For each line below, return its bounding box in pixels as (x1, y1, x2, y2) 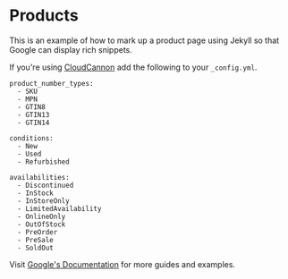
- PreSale (17, 235, 54, 244)
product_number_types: (9, 79, 94, 88)
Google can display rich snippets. (9, 44, 132, 55)
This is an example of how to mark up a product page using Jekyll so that (9, 35, 280, 46)
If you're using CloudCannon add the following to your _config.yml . (9, 62, 258, 72)
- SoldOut (17, 243, 54, 252)
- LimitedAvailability (17, 204, 102, 213)
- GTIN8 (17, 102, 47, 112)
